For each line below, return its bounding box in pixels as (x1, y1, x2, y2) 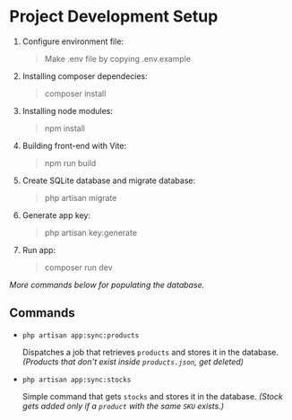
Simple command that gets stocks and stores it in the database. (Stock (21, 390, 284, 401)
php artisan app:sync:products (21, 330, 140, 340)
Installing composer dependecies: (21, 70, 148, 82)
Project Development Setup (9, 6, 219, 27)
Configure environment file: (21, 36, 124, 47)
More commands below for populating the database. (9, 279, 205, 290)
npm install (44, 123, 85, 134)
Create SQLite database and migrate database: (21, 175, 195, 186)
